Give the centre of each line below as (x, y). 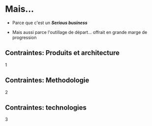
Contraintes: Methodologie (47, 80)
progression (24, 37)
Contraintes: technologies (46, 108)
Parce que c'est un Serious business (50, 23)
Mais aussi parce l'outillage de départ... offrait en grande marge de (80, 32)
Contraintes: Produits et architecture (63, 53)
